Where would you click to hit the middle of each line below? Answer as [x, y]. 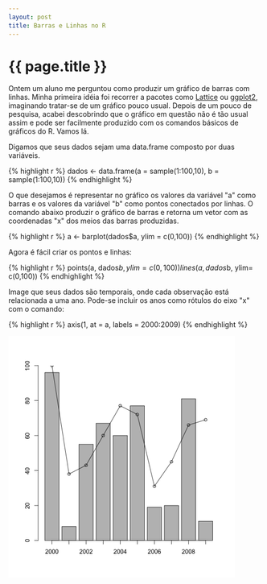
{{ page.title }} [58, 66]
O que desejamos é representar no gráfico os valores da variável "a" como [132, 195]
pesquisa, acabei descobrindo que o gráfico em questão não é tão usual [128, 114]
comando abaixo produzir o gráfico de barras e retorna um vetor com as [128, 213]
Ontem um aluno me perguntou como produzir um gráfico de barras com [129, 89]
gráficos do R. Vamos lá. [49, 131]
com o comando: [36, 309]
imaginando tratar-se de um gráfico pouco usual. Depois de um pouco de [130, 106]
